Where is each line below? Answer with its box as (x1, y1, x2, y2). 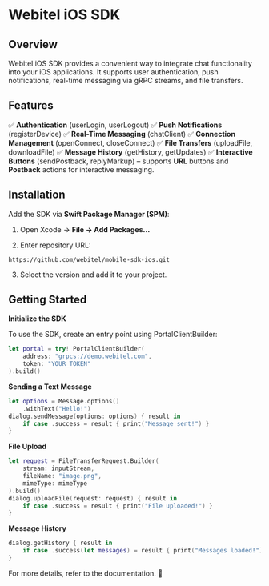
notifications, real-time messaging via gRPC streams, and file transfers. (8, 76, 243, 85)
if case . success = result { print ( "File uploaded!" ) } (22, 502, 214, 510)
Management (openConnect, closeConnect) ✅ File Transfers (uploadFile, (8, 138, 253, 147)
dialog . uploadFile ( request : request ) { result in (8, 494, 178, 502)
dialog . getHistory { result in (8, 539, 113, 548)
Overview (8, 38, 58, 51)
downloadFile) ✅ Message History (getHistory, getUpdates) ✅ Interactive (8, 146, 254, 157)
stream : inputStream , (22, 464, 94, 473)
